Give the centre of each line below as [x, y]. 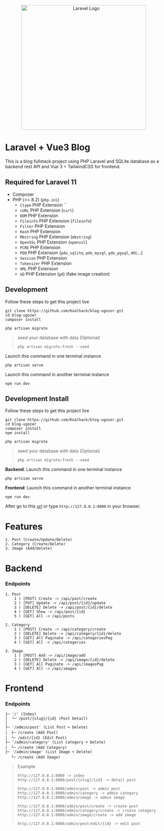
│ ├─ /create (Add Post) [32, 733]
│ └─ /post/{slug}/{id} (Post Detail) [47, 719]
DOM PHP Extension [39, 215]
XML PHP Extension [39, 268]
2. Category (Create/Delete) [35, 544]
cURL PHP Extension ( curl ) [47, 210]
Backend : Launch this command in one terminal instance [64, 469]
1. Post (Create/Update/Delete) [39, 540]
